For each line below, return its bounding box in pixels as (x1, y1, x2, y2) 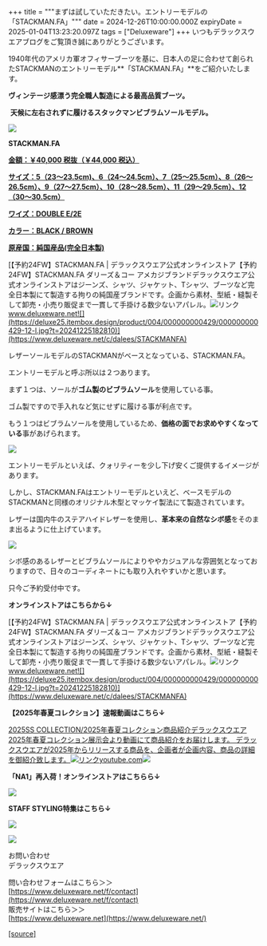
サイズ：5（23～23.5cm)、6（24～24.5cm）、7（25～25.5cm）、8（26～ (8, 172, 253, 181)
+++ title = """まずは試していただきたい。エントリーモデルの (8, 7, 209, 16)
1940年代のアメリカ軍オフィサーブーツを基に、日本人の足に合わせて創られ (8, 54, 253, 63)
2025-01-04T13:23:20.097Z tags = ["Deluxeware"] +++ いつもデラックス (8, 27, 249, 36)
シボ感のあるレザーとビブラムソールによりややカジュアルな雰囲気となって (8, 556, 251, 565)
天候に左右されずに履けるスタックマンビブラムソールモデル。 (10, 108, 213, 117)
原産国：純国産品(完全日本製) (8, 243, 105, 252)
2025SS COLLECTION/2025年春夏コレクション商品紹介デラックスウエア (8, 725, 247, 734)
